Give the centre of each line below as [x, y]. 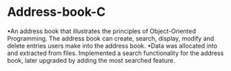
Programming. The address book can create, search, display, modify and [111, 38]
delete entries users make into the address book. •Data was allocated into [112, 45]
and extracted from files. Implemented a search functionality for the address [115, 53]
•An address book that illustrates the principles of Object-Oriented [102, 31]
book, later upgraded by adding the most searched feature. [91, 60]
